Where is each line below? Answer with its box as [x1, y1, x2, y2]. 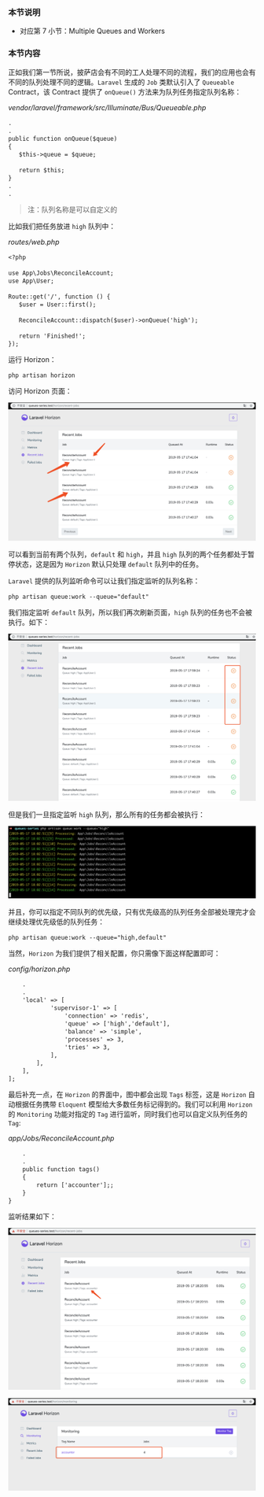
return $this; [18, 166, 65, 174]
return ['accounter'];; [36, 1181, 114, 1189]
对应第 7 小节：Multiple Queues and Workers [19, 26, 165, 36]
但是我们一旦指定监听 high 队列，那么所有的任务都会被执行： [8, 809, 206, 819]
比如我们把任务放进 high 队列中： [8, 221, 116, 231]
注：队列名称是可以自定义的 [27, 205, 118, 214]
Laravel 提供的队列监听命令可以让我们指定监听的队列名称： [8, 576, 200, 586]
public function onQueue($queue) [8, 135, 118, 142]
